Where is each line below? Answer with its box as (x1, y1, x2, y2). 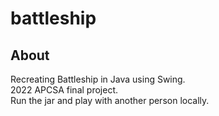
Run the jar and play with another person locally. (10, 95, 210, 106)
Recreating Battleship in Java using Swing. (10, 73, 186, 85)
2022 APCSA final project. (10, 84, 118, 96)
